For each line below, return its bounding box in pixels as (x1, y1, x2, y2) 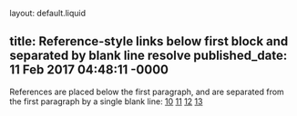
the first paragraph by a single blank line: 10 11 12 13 (9, 95, 203, 107)
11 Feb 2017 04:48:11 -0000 (9, 63, 169, 78)
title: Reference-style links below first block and (9, 34, 289, 49)
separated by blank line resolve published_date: (9, 48, 288, 63)
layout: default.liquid (9, 8, 87, 18)
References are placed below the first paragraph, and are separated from (9, 86, 284, 97)
